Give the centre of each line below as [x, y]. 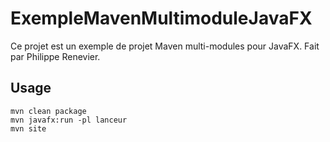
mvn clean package [48, 111]
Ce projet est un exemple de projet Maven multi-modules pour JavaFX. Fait [165, 46]
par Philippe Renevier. [55, 56]
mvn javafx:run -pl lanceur [69, 120]
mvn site [28, 128]
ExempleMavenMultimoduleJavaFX [161, 18]
